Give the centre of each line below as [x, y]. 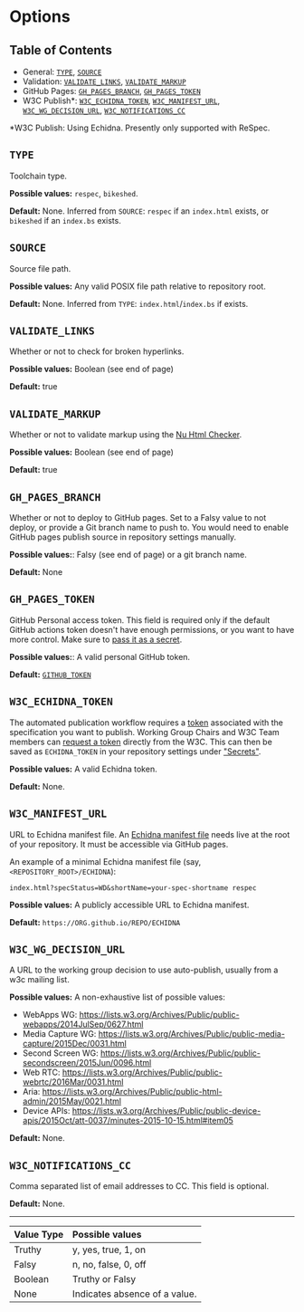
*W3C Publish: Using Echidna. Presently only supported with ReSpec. [140, 128]
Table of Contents [61, 50]
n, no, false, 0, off [109, 1265]
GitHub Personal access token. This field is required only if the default [140, 620]
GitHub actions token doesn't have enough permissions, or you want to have [152, 629]
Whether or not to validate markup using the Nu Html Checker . [126, 435]
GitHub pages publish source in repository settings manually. [123, 537]
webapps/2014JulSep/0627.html [83, 1024]
